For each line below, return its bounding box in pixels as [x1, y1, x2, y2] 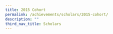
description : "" [5, 16, 39, 21]
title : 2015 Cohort [5, 7, 46, 12]
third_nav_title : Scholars [5, 21, 61, 26]
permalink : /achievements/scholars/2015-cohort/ [5, 12, 108, 17]
